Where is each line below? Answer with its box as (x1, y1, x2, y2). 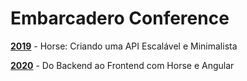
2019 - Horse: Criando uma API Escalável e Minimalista (10, 40, 238, 52)
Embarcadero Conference (10, 7, 230, 30)
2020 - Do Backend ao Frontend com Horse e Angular (10, 59, 235, 71)
